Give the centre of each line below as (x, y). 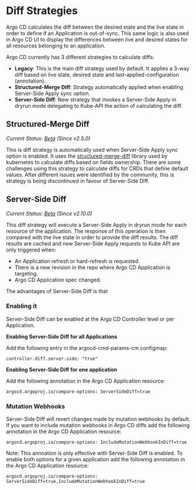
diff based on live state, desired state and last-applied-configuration (97, 74)
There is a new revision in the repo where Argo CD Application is (92, 267)
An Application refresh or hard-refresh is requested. (77, 261)
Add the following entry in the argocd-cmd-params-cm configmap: (87, 348)
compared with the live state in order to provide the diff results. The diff (92, 237)
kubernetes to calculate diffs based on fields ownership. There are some (94, 162)
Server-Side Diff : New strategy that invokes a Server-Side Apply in (95, 99)
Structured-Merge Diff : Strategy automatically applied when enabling (99, 87)
